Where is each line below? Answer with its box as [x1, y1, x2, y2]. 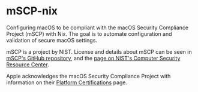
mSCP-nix [6, 4, 58, 18]
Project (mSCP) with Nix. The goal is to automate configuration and [6, 30, 172, 37]
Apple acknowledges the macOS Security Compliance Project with [6, 72, 171, 79]
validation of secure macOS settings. [6, 36, 98, 44]
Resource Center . [6, 61, 49, 68]
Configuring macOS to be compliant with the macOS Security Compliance [6, 24, 189, 31]
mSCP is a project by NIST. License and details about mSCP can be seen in [6, 48, 192, 55]
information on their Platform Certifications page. [6, 79, 128, 86]
